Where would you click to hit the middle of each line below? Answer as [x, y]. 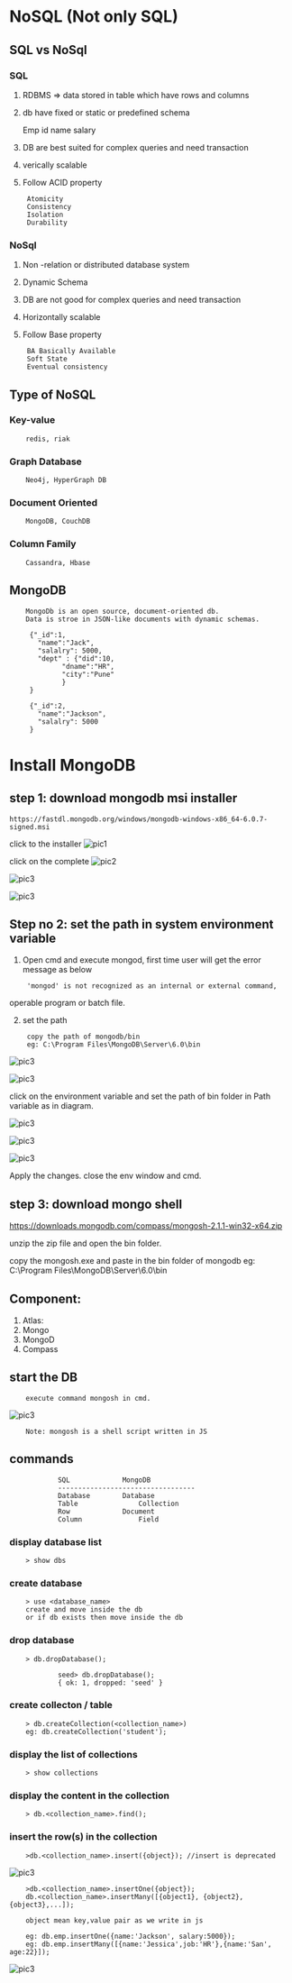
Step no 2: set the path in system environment [141, 924]
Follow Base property [62, 334]
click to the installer [46, 844]
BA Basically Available [71, 352]
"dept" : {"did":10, [76, 658]
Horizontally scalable [61, 317]
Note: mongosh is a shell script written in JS [116, 1431]
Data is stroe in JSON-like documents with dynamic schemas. [142, 619]
